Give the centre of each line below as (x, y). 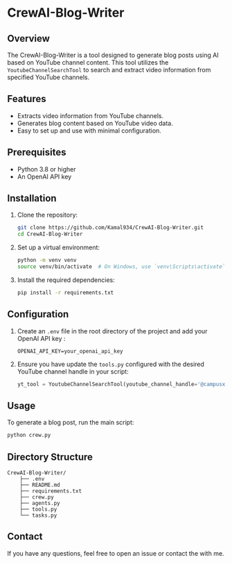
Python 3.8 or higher (46, 169)
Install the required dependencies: (66, 280)
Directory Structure (50, 457)
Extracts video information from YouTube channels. (90, 115)
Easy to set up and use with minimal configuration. (89, 131)
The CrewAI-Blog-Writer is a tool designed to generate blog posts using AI (113, 55)
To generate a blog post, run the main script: (71, 422)
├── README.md (40, 485)
